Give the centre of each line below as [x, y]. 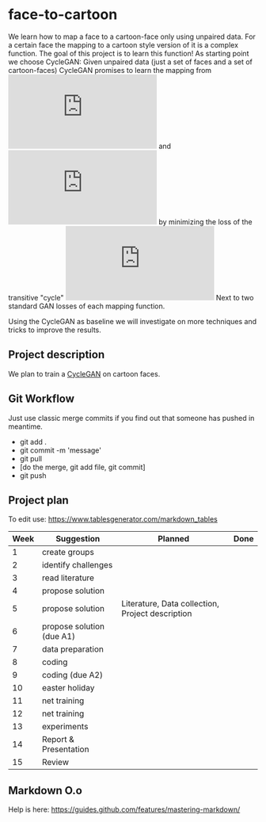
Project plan [38, 500]
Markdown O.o [46, 790]
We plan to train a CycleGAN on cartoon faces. [84, 373]
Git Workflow [42, 399]
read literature [68, 578]
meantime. [26, 426]
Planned [174, 539]
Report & [59, 740]
